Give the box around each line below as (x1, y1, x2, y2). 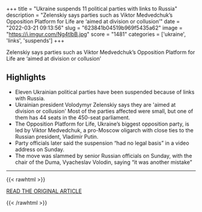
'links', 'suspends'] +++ (6, 37, 65, 44)
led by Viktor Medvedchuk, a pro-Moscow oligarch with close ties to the (14, 126, 194, 134)
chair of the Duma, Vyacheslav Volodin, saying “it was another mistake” (14, 159, 192, 166)
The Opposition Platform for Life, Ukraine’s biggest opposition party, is (14, 120, 189, 127)
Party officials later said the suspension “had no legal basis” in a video (14, 139, 189, 147)
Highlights (6, 72, 46, 83)
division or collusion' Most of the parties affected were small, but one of (14, 108, 194, 115)
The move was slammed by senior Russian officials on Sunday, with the (14, 152, 192, 159)
